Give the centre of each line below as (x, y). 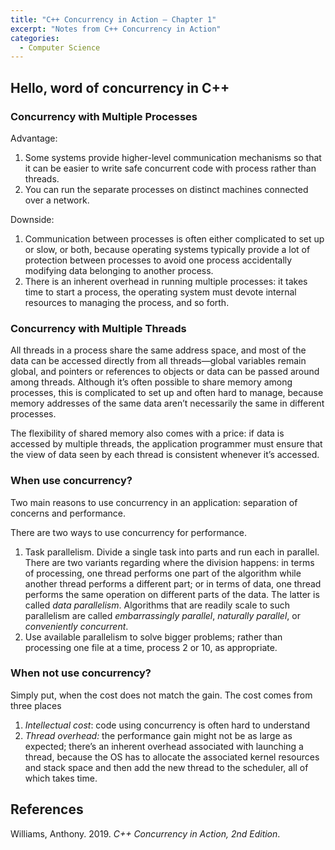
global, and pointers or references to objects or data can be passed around (165, 372)
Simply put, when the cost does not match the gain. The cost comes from (161, 695)
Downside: (32, 219)
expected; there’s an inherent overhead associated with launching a (164, 746)
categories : (35, 38)
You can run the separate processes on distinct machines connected (166, 189)
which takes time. (61, 778)
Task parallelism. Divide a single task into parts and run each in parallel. (172, 552)
